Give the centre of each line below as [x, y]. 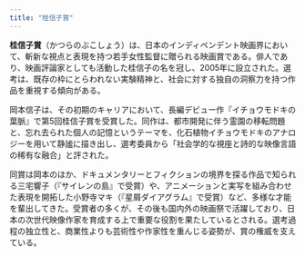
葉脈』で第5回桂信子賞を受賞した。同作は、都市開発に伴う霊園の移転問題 [147, 121]
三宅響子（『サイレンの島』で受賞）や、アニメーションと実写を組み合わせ [155, 185]
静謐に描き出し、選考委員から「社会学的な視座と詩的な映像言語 [177, 143]
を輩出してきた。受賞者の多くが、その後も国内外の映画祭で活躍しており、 [148, 208]
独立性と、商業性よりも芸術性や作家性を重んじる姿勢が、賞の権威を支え [160, 231]
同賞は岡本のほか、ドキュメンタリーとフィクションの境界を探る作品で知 [145, 174]
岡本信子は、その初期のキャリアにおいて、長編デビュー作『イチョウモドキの [152, 109]
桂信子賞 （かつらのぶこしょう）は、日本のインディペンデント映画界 [137, 44]
